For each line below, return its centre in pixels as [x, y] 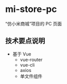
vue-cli [27, 65]
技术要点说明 [25, 41]
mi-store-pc [31, 9]
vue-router [31, 59]
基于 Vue [22, 54]
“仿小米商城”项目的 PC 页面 [33, 23]
